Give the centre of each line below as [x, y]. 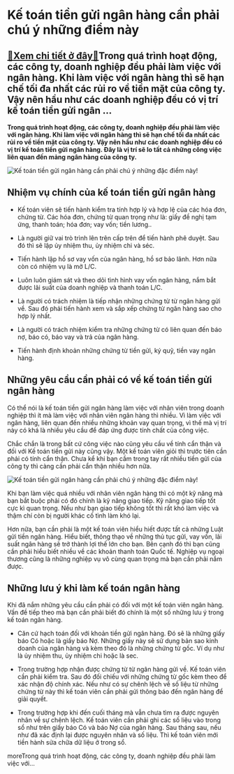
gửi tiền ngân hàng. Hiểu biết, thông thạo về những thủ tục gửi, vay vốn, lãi [115, 537]
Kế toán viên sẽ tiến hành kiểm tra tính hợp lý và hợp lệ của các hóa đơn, [122, 209]
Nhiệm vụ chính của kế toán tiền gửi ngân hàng [111, 193]
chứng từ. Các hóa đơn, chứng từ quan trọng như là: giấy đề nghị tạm [117, 216]
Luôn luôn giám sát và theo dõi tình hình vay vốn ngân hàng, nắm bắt [117, 279]
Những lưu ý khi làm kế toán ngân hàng [94, 588]
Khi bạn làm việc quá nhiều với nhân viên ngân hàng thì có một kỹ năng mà [115, 493]
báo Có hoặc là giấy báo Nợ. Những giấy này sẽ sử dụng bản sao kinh [118, 641]
